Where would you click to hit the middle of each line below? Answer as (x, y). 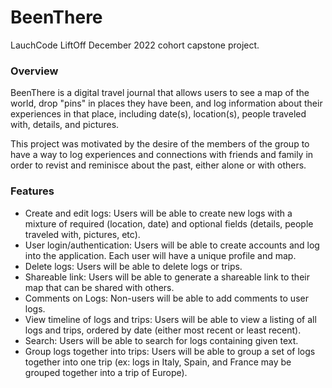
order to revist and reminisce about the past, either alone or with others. (158, 165)
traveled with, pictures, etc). (82, 234)
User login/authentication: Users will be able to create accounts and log (172, 245)
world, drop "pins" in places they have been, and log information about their (166, 103)
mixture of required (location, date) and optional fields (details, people (169, 223)
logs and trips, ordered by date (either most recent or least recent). (163, 330)
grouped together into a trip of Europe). (106, 372)
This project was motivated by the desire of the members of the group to (160, 144)
